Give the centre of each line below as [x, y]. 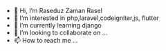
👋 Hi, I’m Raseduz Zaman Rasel [58, 11]
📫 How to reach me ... [46, 40]
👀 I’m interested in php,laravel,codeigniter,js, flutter [86, 18]
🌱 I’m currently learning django [57, 25]
